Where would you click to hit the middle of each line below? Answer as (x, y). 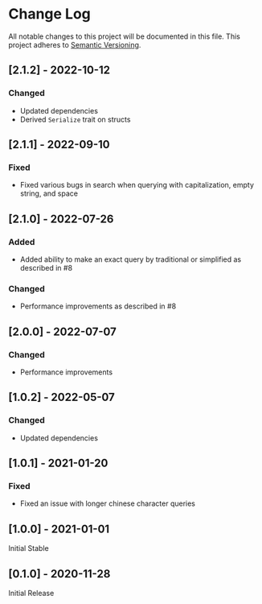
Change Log (49, 14)
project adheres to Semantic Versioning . (75, 44)
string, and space (49, 193)
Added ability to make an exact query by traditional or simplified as (131, 259)
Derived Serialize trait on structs (75, 119)
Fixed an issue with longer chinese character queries (107, 503)
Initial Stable (29, 548)
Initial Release (31, 593)
